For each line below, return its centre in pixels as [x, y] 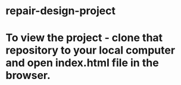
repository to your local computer [90, 50]
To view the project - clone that [84, 38]
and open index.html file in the [82, 63]
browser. [28, 76]
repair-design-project [60, 11]
